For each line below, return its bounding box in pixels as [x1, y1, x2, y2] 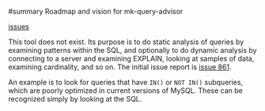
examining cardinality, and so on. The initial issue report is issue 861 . [8, 62, 232, 72]
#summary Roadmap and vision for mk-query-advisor [8, 7, 184, 16]
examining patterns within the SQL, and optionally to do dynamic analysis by [8, 46, 257, 54]
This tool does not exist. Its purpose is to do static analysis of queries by [8, 37, 244, 46]
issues [8, 22, 29, 31]
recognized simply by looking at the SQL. [8, 94, 142, 103]
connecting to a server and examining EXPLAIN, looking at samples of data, [8, 54, 255, 63]
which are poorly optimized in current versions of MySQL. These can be [8, 86, 243, 95]
